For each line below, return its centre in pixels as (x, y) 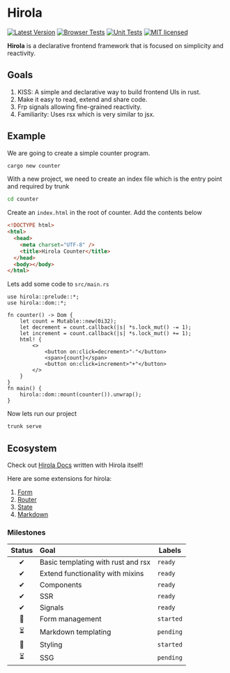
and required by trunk (38, 186)
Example (26, 136)
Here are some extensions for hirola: (60, 479)
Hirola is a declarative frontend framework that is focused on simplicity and (116, 45)
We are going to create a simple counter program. (79, 153)
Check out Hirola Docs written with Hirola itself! (75, 465)
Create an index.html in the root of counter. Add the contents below (105, 213)
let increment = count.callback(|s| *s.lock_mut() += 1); (106, 334)
